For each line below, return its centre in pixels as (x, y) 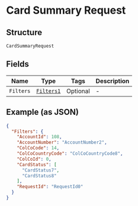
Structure (24, 32)
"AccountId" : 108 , (39, 137)
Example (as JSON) (42, 112)
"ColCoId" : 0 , (34, 159)
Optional (78, 91)
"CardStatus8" (39, 176)
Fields (18, 64)
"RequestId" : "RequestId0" (50, 187)
